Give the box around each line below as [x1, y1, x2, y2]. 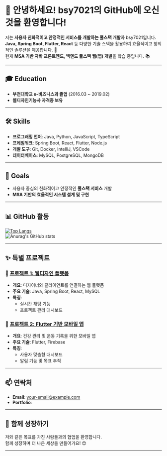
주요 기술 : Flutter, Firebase [12, 339, 66, 345]
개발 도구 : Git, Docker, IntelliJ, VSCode [12, 146, 90, 152]
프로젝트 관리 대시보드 [19, 307, 63, 313]
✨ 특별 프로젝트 [5, 253, 50, 262]
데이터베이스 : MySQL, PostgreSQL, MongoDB [12, 152, 104, 158]
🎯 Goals [5, 171, 30, 180]
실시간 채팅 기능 [19, 301, 51, 307]
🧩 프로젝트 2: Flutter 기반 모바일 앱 [5, 321, 84, 328]
